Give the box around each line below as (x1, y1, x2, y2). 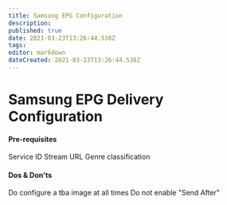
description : (8, 19, 52, 27)
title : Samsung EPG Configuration (8, 11, 123, 20)
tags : (8, 41, 26, 49)
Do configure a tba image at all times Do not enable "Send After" (8, 188, 221, 198)
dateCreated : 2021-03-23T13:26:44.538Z (8, 57, 141, 65)
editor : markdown (8, 49, 66, 57)
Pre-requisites (8, 134, 57, 144)
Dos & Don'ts (8, 170, 53, 179)
